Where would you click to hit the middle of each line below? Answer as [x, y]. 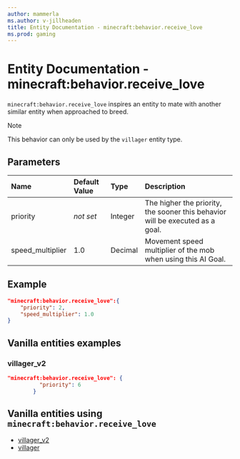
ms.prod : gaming [31, 34]
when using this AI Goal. [185, 259]
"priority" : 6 [60, 385]
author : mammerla [33, 14]
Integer [122, 216]
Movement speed [174, 241]
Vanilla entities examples [64, 343]
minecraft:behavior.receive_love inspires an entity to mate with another [114, 104]
